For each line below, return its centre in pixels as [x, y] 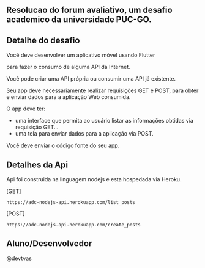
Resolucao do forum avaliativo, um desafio [89, 10]
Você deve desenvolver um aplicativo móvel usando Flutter [81, 55]
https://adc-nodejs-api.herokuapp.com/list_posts [71, 203]
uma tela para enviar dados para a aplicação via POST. [84, 134]
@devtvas [19, 258]
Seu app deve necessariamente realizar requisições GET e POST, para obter [102, 90]
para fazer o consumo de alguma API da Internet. [68, 67]
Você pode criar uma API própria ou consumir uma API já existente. [91, 79]
